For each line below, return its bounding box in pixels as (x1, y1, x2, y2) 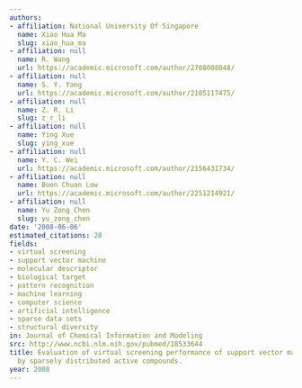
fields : (9, 239, 39, 248)
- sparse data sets (9, 314, 83, 324)
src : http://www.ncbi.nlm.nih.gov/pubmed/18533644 (9, 339, 203, 348)
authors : (9, 13, 42, 23)
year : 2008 (9, 365, 50, 374)
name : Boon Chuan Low (17, 181, 99, 190)
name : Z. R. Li (17, 105, 75, 114)
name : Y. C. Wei (17, 155, 78, 165)
